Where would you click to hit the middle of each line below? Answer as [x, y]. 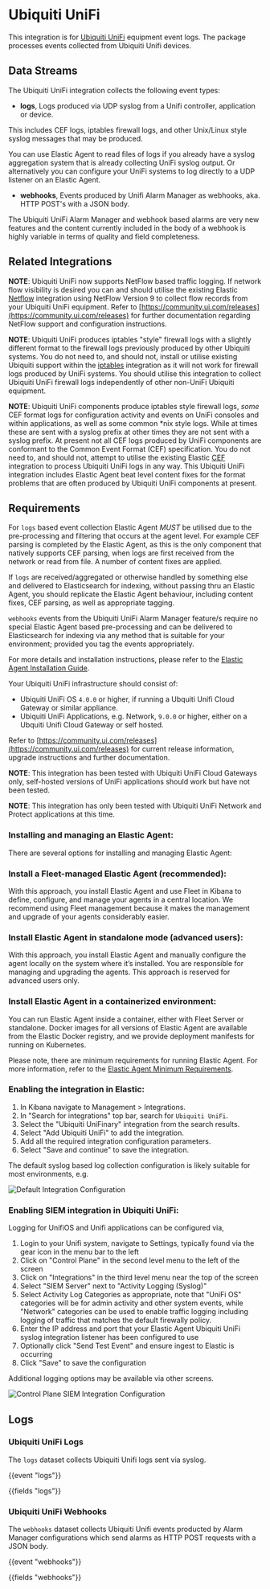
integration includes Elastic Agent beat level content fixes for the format [127, 474]
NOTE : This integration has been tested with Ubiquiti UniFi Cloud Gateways [133, 773]
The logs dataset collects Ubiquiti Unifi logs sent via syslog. [107, 1460]
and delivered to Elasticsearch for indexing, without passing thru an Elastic [132, 586]
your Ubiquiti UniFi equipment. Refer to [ [75, 306]
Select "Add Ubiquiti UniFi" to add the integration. [102, 1132]
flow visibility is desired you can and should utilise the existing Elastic [123, 289]
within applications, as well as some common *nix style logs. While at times [133, 423]
